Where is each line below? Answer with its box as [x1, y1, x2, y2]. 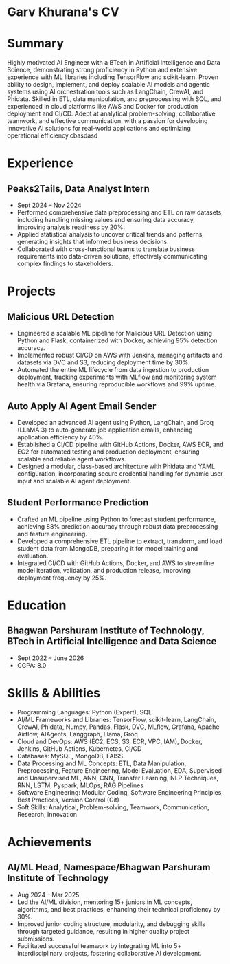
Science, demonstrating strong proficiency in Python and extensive [7, 66, 198, 74]
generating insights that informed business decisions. [16, 238, 170, 246]
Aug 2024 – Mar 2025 [16, 890, 80, 899]
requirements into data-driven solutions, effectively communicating [16, 252, 207, 261]
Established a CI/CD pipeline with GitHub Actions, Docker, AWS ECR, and [16, 440, 224, 448]
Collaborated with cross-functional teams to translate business [16, 245, 196, 253]
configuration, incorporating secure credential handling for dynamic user [16, 469, 223, 478]
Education [7, 598, 67, 613]
